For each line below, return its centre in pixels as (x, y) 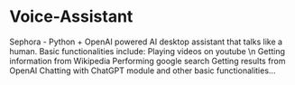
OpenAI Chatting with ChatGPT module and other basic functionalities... (143, 71)
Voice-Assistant (71, 17)
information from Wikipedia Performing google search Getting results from (147, 61)
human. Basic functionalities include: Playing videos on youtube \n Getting (147, 51)
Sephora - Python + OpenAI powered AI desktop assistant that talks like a (146, 42)
